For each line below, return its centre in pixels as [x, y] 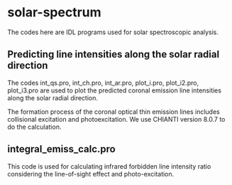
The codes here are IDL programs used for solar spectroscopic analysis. [113, 32]
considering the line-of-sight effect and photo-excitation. [91, 174]
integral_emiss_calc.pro [61, 149]
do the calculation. [34, 127]
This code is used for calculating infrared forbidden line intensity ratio [109, 166]
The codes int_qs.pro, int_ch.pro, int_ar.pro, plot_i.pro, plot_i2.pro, [103, 83]
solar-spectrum [54, 12]
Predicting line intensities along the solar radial [114, 54]
